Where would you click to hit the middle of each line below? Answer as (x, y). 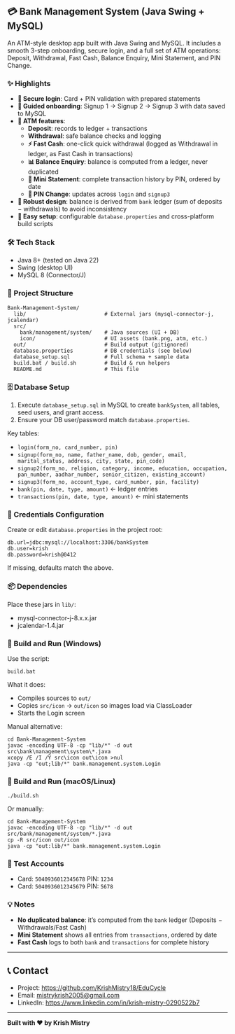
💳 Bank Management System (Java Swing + (106, 12)
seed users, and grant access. (61, 412)
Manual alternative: (35, 726)
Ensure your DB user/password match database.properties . (104, 420)
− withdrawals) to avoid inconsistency (72, 209)
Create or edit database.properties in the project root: (85, 530)
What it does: (26, 684)
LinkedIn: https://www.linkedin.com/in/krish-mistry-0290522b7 (108, 1002)
